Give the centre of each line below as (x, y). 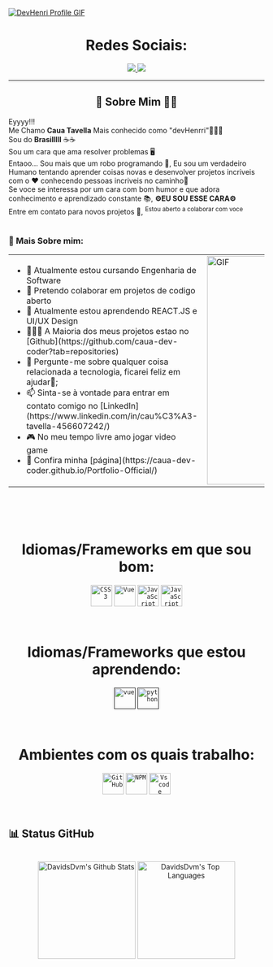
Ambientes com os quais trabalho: (136, 755)
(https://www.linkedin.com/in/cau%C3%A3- (112, 416)
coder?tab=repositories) (73, 351)
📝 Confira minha (57, 460)
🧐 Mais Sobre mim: (46, 241)
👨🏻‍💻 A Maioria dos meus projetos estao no (108, 331)
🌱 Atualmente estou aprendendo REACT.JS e (112, 310)
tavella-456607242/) (68, 426)
